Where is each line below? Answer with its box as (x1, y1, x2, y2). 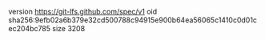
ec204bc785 (8, 24, 50, 33)
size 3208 (51, 24, 86, 33)
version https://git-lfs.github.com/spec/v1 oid (8, 7, 158, 16)
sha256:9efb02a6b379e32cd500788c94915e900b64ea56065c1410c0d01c (8, 15, 258, 25)
